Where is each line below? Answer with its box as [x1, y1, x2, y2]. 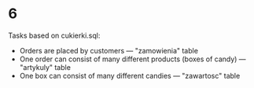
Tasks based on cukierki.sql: [8, 31, 101, 40]
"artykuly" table [19, 62, 71, 71]
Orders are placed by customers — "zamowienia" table [19, 46, 199, 55]
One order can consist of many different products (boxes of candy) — [19, 54, 246, 64]
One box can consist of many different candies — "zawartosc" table [19, 71, 241, 80]
